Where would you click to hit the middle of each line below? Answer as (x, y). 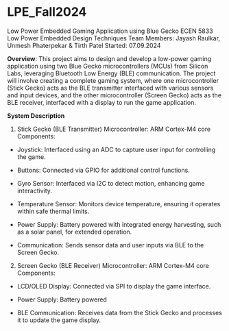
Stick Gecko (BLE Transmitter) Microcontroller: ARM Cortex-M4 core (114, 129)
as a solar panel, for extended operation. (74, 232)
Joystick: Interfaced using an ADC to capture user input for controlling (116, 149)
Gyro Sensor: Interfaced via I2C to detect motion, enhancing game (111, 183)
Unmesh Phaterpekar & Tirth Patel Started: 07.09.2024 (84, 45)
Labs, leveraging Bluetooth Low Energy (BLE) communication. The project (111, 73)
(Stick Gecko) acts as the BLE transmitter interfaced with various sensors (110, 88)
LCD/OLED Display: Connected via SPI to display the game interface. (114, 286)
